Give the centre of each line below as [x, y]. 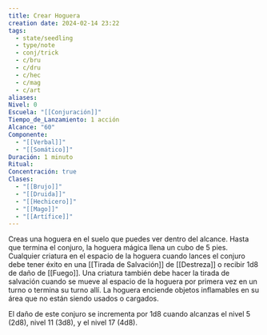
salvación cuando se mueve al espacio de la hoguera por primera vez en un [133, 281]
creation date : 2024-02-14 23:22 [64, 23]
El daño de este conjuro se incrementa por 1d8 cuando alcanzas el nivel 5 [130, 314]
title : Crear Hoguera [44, 16]
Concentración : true [43, 172]
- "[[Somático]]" [44, 150]
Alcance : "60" [32, 127]
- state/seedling [44, 38]
